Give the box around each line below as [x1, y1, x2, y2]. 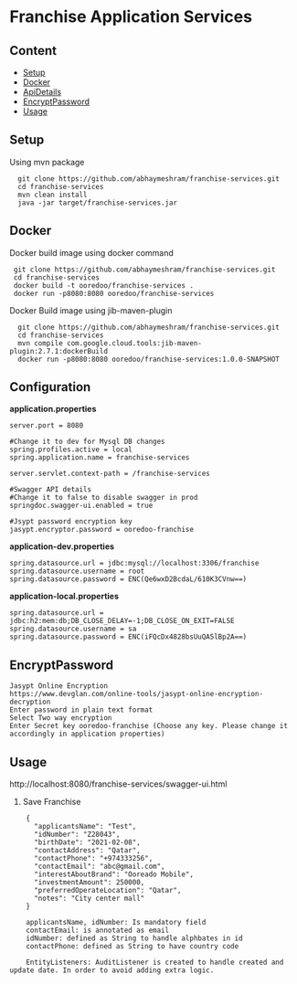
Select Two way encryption [9, 714, 112, 723]
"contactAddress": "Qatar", [33, 846, 142, 855]
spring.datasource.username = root [9, 566, 145, 577]
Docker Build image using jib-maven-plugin [9, 304, 173, 316]
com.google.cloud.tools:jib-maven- [67, 338, 203, 348]
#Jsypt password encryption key [9, 517, 133, 526]
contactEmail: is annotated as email [26, 926, 170, 936]
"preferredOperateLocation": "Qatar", [33, 886, 182, 895]
